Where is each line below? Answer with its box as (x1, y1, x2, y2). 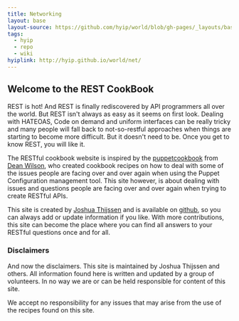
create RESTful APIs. (7, 191, 68, 200)
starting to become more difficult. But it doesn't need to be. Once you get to (7, 132, 230, 141)
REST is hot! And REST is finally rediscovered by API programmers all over (7, 102, 225, 110)
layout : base (7, 17, 46, 24)
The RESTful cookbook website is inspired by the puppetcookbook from (7, 154, 218, 162)
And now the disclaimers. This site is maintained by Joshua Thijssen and (7, 261, 221, 270)
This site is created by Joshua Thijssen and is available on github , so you (7, 205, 221, 214)
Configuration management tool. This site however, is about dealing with (7, 176, 220, 185)
